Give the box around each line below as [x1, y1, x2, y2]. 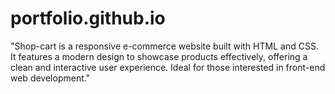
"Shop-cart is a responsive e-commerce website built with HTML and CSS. [10, 40, 319, 52]
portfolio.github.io [10, 7, 166, 30]
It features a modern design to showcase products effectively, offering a [10, 50, 308, 62]
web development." [10, 72, 91, 84]
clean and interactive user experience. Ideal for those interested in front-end [10, 61, 326, 73]
